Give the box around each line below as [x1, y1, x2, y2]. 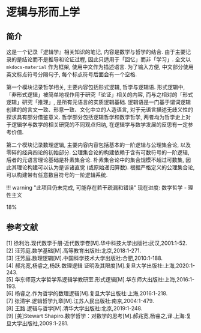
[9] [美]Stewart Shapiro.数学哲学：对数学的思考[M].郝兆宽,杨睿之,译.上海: [6, 312, 187, 319]
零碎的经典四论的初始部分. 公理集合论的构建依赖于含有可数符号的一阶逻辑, [6, 149, 190, 156]
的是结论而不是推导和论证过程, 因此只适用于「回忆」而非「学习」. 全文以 [11, 56, 191, 63]
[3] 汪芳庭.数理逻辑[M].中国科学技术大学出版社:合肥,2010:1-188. [6, 254, 163, 262]
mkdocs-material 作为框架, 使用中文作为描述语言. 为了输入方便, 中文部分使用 [6, 64, 194, 70]
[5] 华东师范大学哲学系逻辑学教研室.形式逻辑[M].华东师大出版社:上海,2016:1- [6, 275, 195, 283]
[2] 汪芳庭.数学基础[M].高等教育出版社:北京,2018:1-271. [6, 247, 142, 254]
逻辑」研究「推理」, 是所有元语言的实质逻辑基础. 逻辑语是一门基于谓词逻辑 [6, 98, 191, 106]
